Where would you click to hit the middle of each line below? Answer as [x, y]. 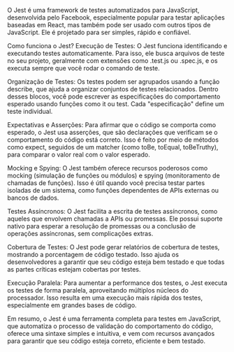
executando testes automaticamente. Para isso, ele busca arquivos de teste [116, 53]
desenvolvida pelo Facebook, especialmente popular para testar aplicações [116, 17]
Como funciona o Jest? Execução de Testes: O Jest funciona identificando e [117, 46]
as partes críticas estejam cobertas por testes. [74, 269]
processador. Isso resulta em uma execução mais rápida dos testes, [105, 298]
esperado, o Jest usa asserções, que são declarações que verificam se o [112, 132]
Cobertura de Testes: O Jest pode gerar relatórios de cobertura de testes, [114, 247]
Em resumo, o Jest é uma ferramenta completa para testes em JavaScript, [114, 318]
